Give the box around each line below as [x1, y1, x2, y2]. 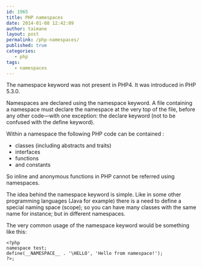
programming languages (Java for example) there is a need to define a [6, 197, 182, 205]
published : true [6, 43, 47, 49]
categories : [6, 48, 36, 54]
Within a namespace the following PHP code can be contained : [6, 130, 165, 137]
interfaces [14, 148, 40, 155]
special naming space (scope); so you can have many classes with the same [6, 204, 197, 211]
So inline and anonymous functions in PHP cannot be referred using [6, 173, 175, 180]
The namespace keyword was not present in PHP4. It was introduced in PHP [6, 81, 196, 89]
